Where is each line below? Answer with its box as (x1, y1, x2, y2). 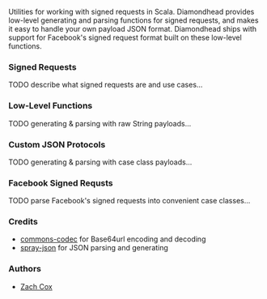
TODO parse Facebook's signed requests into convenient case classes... (8, 196, 251, 206)
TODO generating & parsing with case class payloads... (8, 157, 193, 167)
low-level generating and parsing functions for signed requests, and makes (8, 15, 259, 25)
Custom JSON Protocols (8, 139, 106, 150)
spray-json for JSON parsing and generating (19, 243, 168, 253)
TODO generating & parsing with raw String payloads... (8, 118, 192, 128)
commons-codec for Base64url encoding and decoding (19, 234, 206, 244)
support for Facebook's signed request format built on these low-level (8, 32, 243, 42)
